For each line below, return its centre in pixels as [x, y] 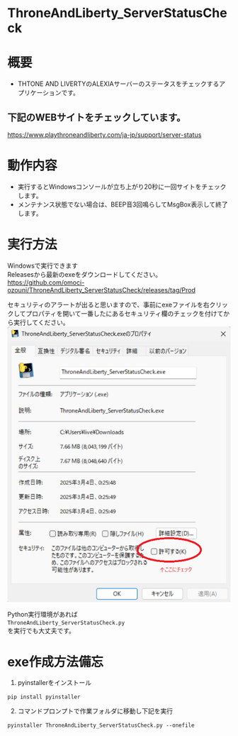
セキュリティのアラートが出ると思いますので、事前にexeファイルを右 [108, 304]
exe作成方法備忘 [56, 662]
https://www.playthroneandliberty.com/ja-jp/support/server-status [104, 134]
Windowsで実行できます [43, 265]
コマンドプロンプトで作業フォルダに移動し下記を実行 [95, 711]
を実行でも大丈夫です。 [41, 630]
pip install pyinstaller [44, 697]
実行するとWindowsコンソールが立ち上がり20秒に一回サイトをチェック [122, 187]
